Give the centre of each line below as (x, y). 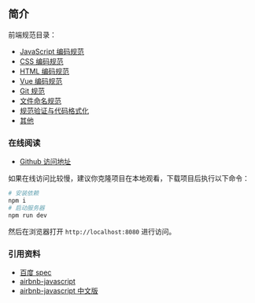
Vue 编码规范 (41, 80)
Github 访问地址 (45, 162)
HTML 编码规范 (44, 71)
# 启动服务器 (26, 208)
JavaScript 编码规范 (52, 51)
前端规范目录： (32, 35)
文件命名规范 (40, 100)
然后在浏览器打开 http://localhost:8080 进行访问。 (92, 231)
